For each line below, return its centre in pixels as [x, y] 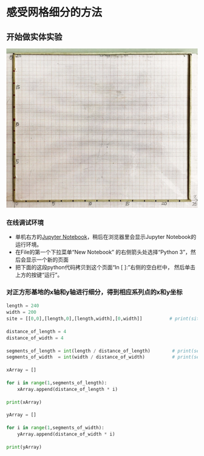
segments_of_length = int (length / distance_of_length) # [90, 351]
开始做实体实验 [34, 37]
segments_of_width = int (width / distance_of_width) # [90, 357]
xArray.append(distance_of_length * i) [68, 389]
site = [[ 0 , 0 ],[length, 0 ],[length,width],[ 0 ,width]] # [89, 319]
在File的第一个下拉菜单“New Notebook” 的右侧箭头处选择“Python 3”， [103, 252]
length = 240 [23, 306]
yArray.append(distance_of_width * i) [66, 434]
